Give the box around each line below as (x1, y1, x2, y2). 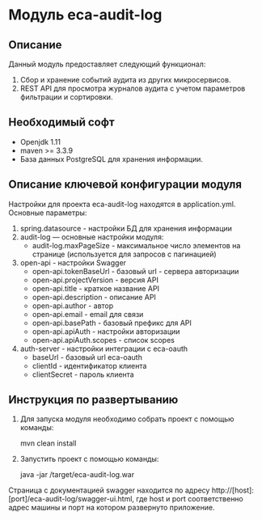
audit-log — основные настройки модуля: (19, 232, 164, 242)
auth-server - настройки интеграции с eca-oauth (19, 344, 188, 353)
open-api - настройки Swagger (19, 257, 127, 268)
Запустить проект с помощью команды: (19, 454, 159, 464)
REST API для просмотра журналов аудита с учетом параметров (19, 83, 246, 93)
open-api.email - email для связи (32, 309, 144, 319)
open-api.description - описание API (32, 292, 156, 302)
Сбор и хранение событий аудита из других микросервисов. (19, 75, 231, 84)
